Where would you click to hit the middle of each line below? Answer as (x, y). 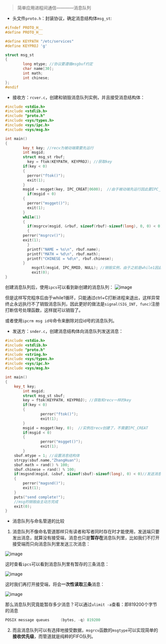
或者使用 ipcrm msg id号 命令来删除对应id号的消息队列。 (61, 321)
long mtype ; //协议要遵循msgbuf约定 (58, 64)
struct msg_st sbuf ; (44, 396)
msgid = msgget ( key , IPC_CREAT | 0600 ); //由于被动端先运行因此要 (87, 190)
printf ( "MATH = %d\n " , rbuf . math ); (63, 254)
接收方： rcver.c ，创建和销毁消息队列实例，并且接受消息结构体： (78, 97)
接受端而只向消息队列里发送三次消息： (51, 544)
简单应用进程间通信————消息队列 (54, 8)
